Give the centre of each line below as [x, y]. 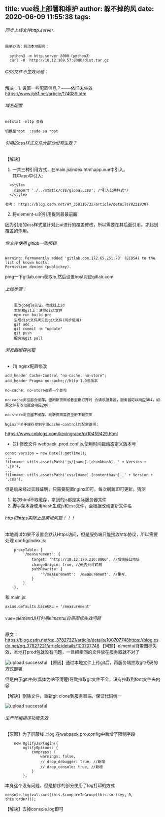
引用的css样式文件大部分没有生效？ [41, 143]
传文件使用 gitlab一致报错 [31, 243]
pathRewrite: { [47, 569]
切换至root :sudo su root [32, 131]
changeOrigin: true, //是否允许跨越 [67, 565]
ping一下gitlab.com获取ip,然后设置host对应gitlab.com [59, 277]
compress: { [44, 752]
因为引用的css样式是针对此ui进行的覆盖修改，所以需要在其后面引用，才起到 [82, 225]
